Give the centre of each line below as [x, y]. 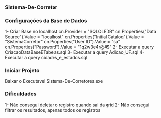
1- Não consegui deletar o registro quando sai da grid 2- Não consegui [77, 105]
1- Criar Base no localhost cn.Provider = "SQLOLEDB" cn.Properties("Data [80, 32]
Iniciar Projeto [22, 71]
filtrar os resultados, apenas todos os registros [53, 110]
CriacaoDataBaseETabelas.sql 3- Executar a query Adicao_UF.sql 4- [75, 52]
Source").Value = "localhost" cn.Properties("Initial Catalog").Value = [75, 37]
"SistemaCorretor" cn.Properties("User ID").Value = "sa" [63, 42]
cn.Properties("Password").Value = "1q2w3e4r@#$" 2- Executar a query [80, 47]
